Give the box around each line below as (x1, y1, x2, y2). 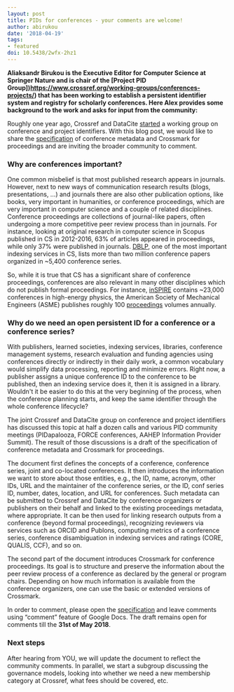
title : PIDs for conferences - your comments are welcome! (7, 17, 184, 24)
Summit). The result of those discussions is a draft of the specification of (7, 438, 218, 447)
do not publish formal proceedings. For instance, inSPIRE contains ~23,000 (7, 285, 224, 294)
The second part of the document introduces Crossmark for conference (7, 555, 215, 563)
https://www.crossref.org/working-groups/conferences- (30, 83, 201, 92)
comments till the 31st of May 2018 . (7, 620, 111, 629)
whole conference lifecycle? (7, 402, 89, 411)
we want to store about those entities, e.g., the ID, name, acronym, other (7, 474, 216, 482)
